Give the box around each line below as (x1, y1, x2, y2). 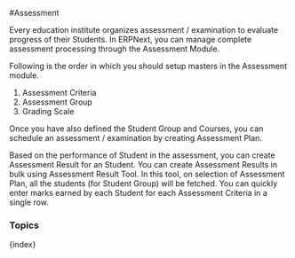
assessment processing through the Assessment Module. (9, 43, 220, 54)
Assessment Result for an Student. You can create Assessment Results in (9, 160, 278, 169)
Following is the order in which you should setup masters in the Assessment (9, 61, 287, 71)
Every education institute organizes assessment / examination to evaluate (9, 25, 278, 35)
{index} (9, 239, 36, 250)
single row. (9, 197, 49, 207)
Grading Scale (21, 106, 75, 116)
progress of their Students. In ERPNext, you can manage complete (9, 35, 252, 44)
